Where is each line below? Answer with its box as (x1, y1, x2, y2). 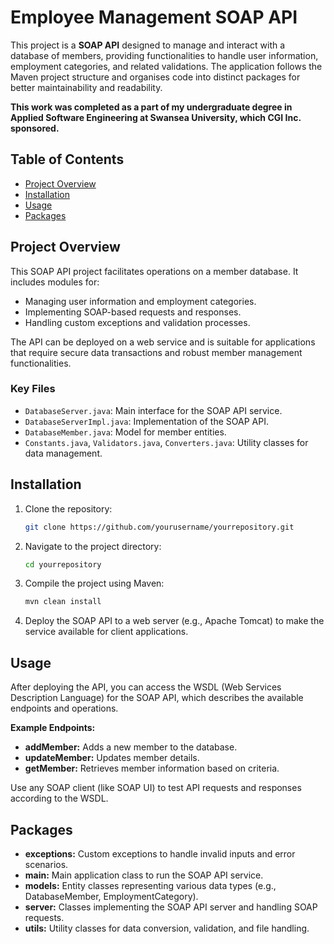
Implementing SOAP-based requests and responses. (24, 306, 242, 318)
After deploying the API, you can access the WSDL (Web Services (10, 681, 282, 693)
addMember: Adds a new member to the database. (24, 741, 238, 753)
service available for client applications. (24, 626, 189, 638)
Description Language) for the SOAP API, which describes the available (10, 692, 304, 704)
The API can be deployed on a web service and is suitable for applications (10, 336, 316, 348)
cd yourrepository (24, 559, 102, 570)
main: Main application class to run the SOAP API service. (24, 869, 264, 881)
